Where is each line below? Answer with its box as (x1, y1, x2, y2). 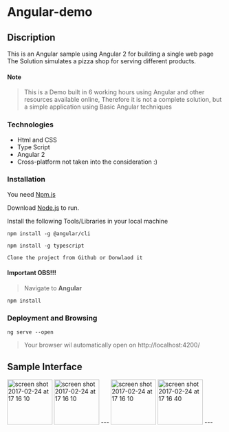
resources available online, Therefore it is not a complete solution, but (23, 96, 222, 104)
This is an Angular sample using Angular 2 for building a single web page (7, 50, 215, 58)
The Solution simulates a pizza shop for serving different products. (7, 57, 196, 65)
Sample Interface (7, 360, 83, 372)
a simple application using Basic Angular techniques (23, 102, 172, 111)
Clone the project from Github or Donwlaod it (7, 254, 143, 261)
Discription (7, 32, 56, 43)
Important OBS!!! (7, 269, 56, 277)
